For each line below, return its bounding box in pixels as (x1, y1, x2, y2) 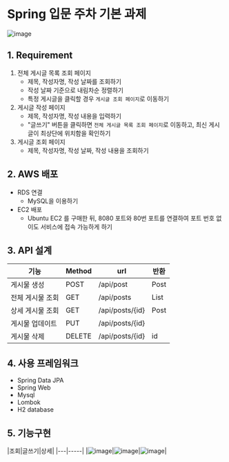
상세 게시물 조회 (10, 306, 59, 316)
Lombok (17, 398, 41, 407)
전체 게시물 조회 (10, 293, 59, 303)
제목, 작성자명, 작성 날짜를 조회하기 (27, 77, 122, 86)
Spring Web (17, 383, 51, 392)
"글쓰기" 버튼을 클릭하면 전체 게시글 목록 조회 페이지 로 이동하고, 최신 (27, 120, 208, 128)
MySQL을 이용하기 (27, 197, 79, 205)
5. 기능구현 (7, 427, 52, 439)
